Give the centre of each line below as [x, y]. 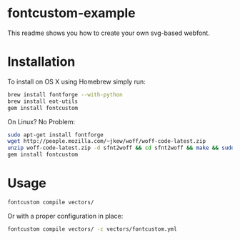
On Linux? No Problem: [41, 121]
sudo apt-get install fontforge [55, 135]
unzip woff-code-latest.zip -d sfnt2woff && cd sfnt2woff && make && [113, 148]
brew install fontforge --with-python [65, 94]
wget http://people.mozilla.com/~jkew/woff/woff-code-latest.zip [106, 141]
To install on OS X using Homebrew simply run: [76, 81]
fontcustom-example [71, 13]
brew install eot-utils [43, 101]
